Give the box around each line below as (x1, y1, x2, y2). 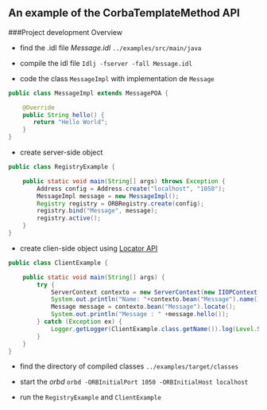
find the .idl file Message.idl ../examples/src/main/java (19, 43, 202, 53)
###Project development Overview (8, 27, 123, 37)
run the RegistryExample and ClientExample (19, 392, 161, 402)
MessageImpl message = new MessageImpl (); (37, 192, 180, 200)
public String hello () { (22, 111, 105, 119)
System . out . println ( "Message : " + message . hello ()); (50, 310, 229, 318)
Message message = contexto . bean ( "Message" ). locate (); (50, 303, 237, 311)
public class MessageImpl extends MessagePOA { (8, 89, 169, 97)
